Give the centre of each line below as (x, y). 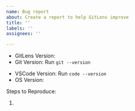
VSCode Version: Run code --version (61, 74)
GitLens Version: (35, 56)
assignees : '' (24, 34)
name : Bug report (28, 12)
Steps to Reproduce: (31, 91)
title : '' (18, 23)
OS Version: (29, 80)
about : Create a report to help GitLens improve (67, 17)
